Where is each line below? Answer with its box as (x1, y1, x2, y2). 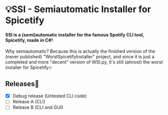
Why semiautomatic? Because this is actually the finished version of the (5, 48, 156, 54)
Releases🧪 (5, 80, 40, 88)
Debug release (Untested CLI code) (12, 93, 87, 99)
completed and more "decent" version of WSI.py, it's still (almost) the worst (5, 59, 163, 65)
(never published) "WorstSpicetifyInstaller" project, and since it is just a (5, 54, 155, 60)
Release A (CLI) (12, 99, 46, 105)
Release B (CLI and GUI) (12, 104, 63, 110)
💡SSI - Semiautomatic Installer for (5, 4, 151, 15)
